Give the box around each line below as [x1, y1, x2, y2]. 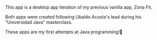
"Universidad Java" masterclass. [5, 19, 72, 25]
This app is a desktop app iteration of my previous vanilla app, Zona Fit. [5, 4, 152, 10]
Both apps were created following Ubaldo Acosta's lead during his [5, 14, 141, 19]
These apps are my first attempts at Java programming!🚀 [5, 29, 122, 34]
